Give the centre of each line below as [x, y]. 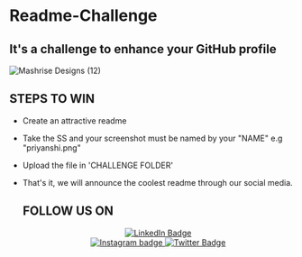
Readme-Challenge [83, 16]
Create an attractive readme [74, 120]
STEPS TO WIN [52, 99]
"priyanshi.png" [51, 147]
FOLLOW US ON [68, 211]
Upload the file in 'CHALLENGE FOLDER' [98, 165]
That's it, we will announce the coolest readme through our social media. [157, 182]
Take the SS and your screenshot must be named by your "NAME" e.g [152, 138]
